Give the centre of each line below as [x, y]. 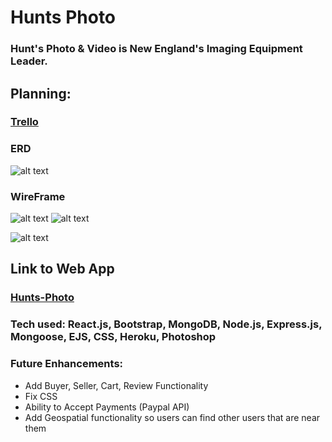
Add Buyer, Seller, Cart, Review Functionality [116, 385]
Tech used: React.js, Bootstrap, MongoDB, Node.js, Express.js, [166, 324]
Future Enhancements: [67, 364]
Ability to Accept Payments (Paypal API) [107, 407]
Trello [24, 122]
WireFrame [38, 196]
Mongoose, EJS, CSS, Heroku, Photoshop [113, 337]
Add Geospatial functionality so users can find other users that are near [172, 417]
